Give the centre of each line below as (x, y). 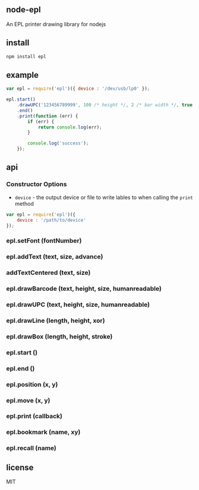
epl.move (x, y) (28, 400)
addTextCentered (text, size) (48, 273)
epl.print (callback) (34, 416)
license (20, 467)
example (23, 75)
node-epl (23, 10)
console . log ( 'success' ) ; (58, 143)
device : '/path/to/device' (51, 220)
